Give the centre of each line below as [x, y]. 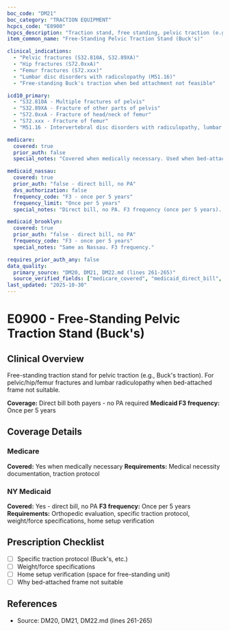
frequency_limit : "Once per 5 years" [67, 203]
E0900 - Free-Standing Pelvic [93, 319]
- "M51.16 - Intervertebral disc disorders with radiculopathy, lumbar [118, 127]
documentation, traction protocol [53, 473]
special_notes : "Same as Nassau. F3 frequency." [84, 247]
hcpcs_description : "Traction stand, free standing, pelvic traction [108, 33]
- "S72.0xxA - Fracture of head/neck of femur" [82, 115]
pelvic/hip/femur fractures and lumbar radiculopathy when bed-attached [110, 382]
